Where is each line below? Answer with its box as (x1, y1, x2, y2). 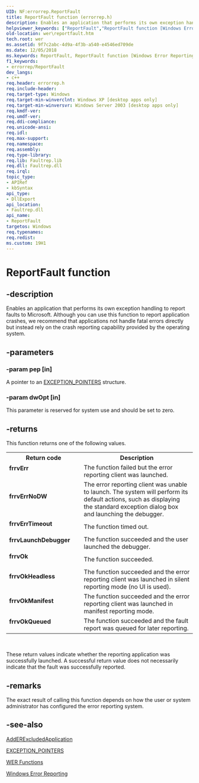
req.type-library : (6, 152, 52, 158)
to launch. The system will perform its (84, 488, 188, 496)
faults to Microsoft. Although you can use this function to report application (6, 311, 190, 318)
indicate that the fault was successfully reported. (6, 663, 126, 670)
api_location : (6, 202, 41, 207)
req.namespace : (6, 140, 44, 147)
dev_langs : (6, 69, 33, 75)
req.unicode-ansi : (6, 124, 52, 130)
